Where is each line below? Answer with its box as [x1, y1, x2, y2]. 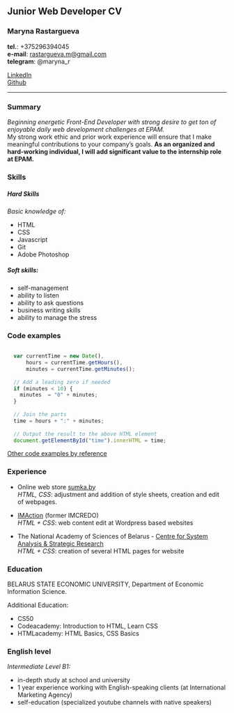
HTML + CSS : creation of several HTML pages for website [17, 546, 185, 555]
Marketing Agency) [17, 691, 73, 699]
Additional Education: [7, 601, 68, 609]
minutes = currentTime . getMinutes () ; [25, 365, 136, 372]
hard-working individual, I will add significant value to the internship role [7, 147, 221, 155]
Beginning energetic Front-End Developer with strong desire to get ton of [7, 118, 217, 126]
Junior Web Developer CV [7, 6, 123, 17]
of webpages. [17, 498, 57, 506]
